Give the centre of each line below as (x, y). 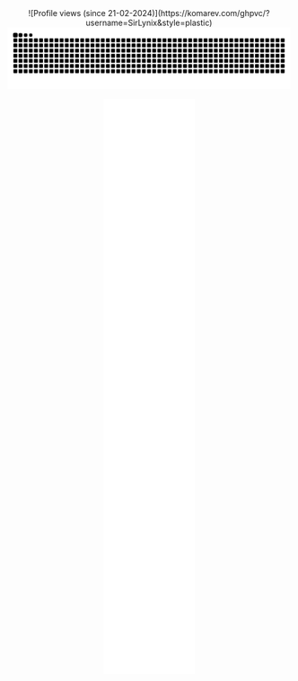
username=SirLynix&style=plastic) (149, 22)
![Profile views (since (67, 13)
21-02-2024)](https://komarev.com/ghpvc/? (188, 13)
